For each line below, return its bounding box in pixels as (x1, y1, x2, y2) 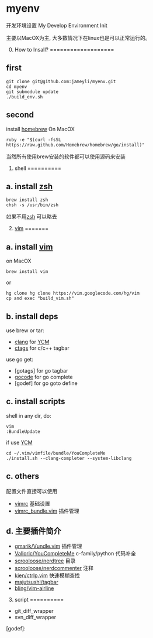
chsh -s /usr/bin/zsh (6, 202, 59, 208)
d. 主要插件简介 (6, 526, 61, 536)
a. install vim (6, 242, 53, 252)
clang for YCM (14, 339, 50, 345)
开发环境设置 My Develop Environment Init (6, 22, 108, 29)
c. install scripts (6, 397, 65, 407)
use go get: (6, 356, 34, 363)
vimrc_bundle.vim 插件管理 (14, 507, 79, 514)
